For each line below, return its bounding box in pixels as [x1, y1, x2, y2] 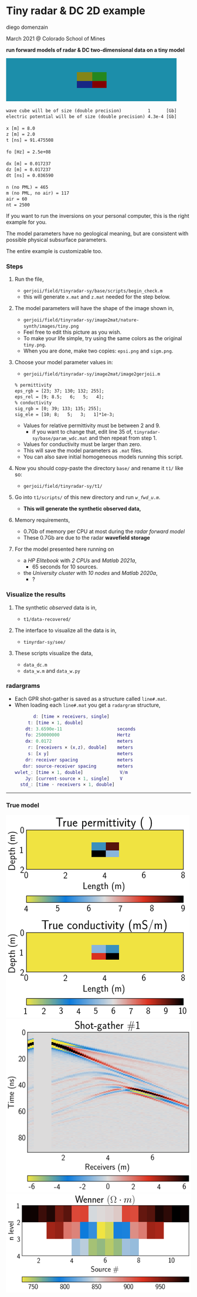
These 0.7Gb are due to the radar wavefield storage [23, 534, 151, 541]
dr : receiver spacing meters [25, 757, 134, 763]
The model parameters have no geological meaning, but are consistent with [6, 230, 189, 237]
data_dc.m [23, 662, 48, 668]
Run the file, [14, 275, 44, 283]
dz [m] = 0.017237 [6, 167, 51, 172]
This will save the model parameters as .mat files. [23, 447, 143, 454]
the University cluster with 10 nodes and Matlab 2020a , [23, 570, 158, 577]
